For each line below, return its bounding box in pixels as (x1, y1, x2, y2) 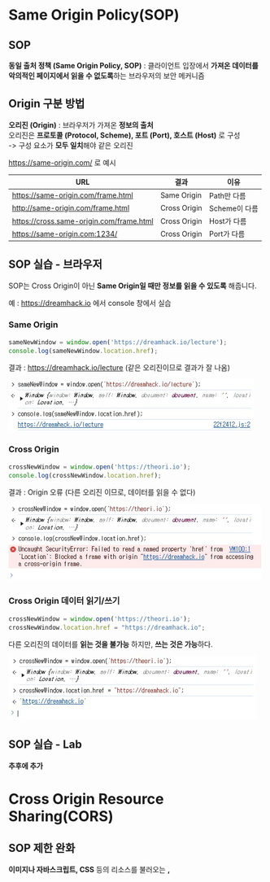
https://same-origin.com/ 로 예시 (8, 157, 116, 168)
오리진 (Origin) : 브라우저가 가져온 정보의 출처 (8, 120, 154, 129)
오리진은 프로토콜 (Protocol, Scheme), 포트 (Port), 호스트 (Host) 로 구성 (8, 130, 241, 140)
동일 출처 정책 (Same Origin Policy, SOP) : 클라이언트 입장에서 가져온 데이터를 (8, 61, 259, 70)
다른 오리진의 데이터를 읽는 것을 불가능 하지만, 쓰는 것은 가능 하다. (8, 639, 213, 648)
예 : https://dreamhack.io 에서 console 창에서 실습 (8, 298, 172, 308)
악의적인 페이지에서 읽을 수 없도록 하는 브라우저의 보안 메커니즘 (8, 71, 205, 81)
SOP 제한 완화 (8, 841, 76, 855)
